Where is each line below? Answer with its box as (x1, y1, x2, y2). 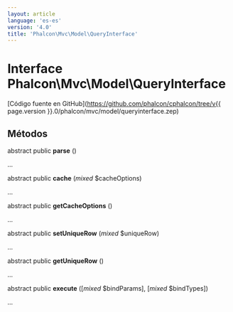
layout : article (7, 10, 55, 18)
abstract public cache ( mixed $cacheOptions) (7, 174, 142, 182)
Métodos (7, 127, 48, 139)
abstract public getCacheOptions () (7, 202, 113, 210)
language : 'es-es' (7, 17, 62, 24)
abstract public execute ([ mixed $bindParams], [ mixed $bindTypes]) (7, 284, 208, 292)
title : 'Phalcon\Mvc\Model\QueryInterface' (7, 30, 139, 38)
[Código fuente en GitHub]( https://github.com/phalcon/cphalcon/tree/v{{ (7, 99, 222, 108)
